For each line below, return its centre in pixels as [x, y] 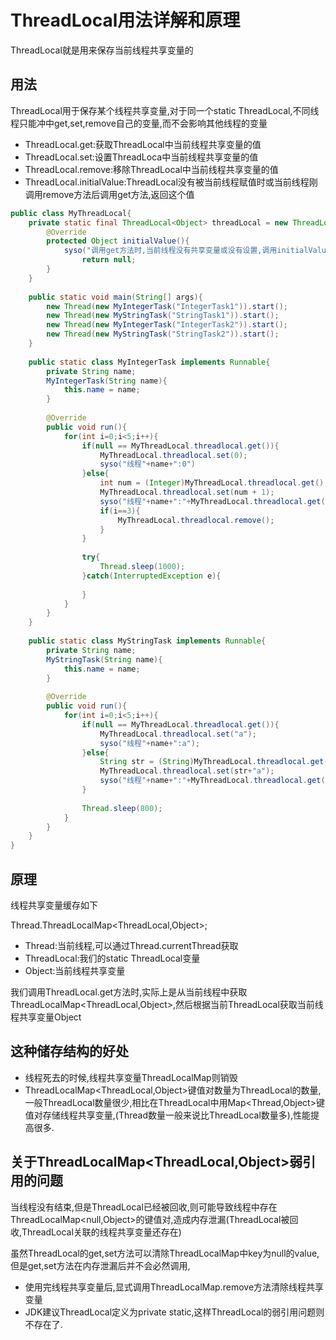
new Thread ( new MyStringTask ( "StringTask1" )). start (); [163, 316]
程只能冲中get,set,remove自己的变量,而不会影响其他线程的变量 [139, 123]
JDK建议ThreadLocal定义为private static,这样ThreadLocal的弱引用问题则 [174, 1312]
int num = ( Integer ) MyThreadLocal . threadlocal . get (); [214, 483]
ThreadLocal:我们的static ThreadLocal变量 [112, 958]
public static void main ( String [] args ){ [115, 297]
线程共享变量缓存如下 [54, 905]
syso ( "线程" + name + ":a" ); [150, 743]
